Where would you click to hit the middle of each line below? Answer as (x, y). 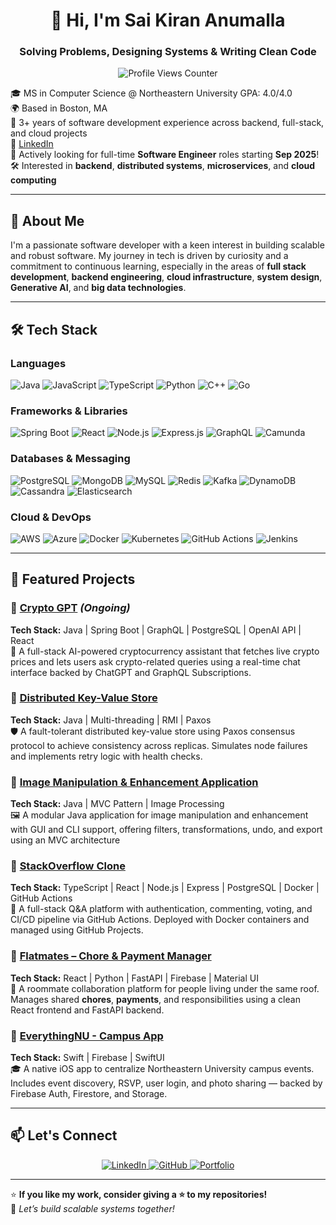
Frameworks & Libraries (69, 411)
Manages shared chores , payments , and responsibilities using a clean (155, 999)
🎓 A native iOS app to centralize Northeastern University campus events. (162, 1069)
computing (33, 180)
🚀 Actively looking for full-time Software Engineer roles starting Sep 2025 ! (165, 155)
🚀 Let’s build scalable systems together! (92, 1208)
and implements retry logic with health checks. (106, 756)
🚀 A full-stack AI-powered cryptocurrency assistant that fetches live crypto (165, 651)
